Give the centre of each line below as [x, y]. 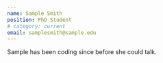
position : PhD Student [39, 20]
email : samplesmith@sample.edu [52, 33]
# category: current [37, 26]
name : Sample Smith [35, 13]
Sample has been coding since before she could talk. [82, 52]
